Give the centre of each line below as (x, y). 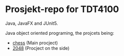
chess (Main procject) (35, 43)
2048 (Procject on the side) (41, 48)
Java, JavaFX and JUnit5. (32, 23)
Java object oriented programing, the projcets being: (60, 33)
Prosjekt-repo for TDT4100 (62, 9)
